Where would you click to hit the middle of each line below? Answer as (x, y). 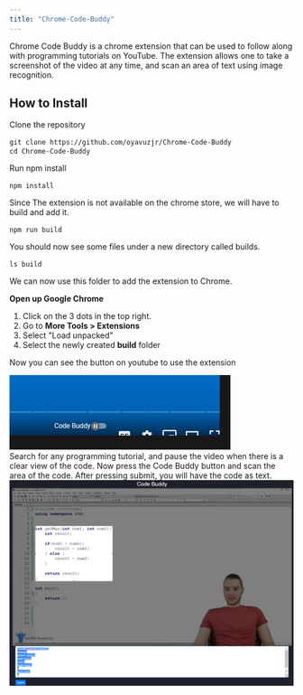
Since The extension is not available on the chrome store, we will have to (144, 202)
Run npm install (38, 168)
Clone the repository (47, 125)
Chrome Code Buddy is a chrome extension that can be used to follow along (151, 46)
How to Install (49, 103)
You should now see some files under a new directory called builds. (135, 247)
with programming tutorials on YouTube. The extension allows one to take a (149, 55)
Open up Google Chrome (56, 299)
